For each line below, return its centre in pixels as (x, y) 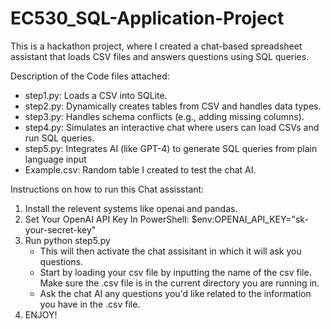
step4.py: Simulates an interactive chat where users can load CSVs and (172, 127)
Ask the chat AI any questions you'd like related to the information (175, 293)
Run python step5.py (67, 240)
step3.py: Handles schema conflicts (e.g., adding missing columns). (164, 116)
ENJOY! (41, 314)
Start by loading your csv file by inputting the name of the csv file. (175, 272)
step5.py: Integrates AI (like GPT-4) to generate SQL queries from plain (171, 148)
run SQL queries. (59, 138)
